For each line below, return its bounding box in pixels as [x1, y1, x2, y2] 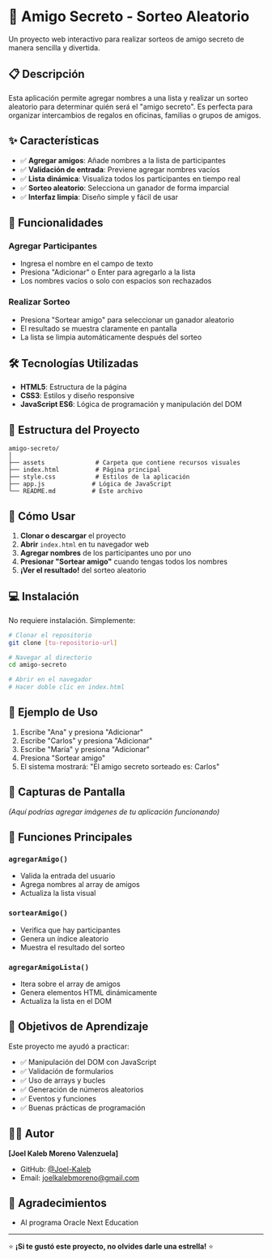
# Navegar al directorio [8, 653, 92, 661]
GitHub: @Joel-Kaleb [19, 1164, 91, 1174]
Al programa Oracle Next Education [19, 1218, 139, 1227]
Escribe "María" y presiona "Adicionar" [19, 744, 150, 754]
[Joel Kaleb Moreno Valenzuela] [8, 1149, 119, 1158]
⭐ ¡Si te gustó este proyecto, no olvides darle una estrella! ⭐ [8, 1242, 215, 1252]
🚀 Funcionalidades [8, 215, 104, 230]
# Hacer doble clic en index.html [8, 683, 125, 691]
